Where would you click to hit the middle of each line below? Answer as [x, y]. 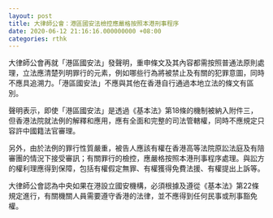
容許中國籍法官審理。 [44, 131]
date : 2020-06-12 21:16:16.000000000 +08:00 [85, 31]
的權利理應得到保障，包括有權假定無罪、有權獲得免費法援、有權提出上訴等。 [136, 168]
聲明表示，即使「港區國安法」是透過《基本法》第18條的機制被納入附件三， [133, 111]
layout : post [30, 16]
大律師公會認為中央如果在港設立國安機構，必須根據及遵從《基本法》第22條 [134, 186]
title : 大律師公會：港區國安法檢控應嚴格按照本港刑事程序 [94, 24]
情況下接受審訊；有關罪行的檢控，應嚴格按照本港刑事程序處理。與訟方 [147, 159]
